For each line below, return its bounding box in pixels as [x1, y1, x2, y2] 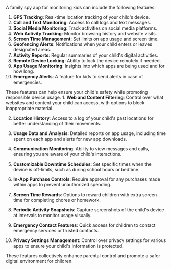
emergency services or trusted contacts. [13, 228, 99, 233]
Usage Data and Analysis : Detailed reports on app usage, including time [13, 130, 166, 137]
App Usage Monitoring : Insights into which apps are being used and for [13, 63, 165, 69]
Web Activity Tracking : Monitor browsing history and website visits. [13, 31, 157, 36]
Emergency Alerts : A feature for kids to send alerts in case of [13, 74, 143, 79]
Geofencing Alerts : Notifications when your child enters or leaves [13, 41, 153, 47]
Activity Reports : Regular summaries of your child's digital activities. [13, 52, 159, 58]
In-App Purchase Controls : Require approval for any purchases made [13, 176, 160, 182]
